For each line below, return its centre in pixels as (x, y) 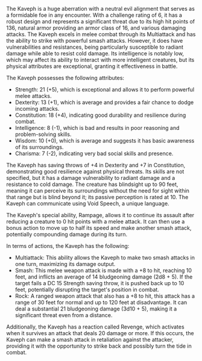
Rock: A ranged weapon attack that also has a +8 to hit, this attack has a (105, 296)
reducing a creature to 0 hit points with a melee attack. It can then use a (96, 221)
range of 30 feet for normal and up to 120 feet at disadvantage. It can (101, 302)
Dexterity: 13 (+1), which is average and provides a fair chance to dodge (104, 102)
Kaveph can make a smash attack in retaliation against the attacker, (90, 340)
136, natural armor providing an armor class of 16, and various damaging (96, 28)
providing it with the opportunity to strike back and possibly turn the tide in (99, 346)
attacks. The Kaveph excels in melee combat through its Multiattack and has (101, 34)
